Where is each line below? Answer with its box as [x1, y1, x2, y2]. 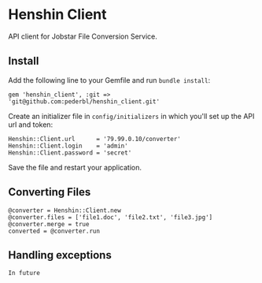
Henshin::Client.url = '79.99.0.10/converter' [8, 135, 181, 143]
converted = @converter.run [8, 227, 101, 235]
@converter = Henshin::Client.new [8, 207, 122, 214]
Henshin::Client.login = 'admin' [8, 142, 128, 150]
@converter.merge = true [8, 220, 90, 228]
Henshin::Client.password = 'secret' [8, 148, 132, 157]
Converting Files [8, 185, 91, 199]
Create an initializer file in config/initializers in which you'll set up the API [8, 111, 255, 121]
